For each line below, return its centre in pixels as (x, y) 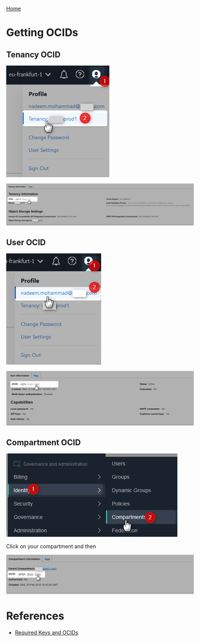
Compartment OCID (44, 442)
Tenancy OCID (33, 54)
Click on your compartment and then (51, 546)
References (35, 616)
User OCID (26, 242)
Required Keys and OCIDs (46, 632)
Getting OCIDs (42, 33)
